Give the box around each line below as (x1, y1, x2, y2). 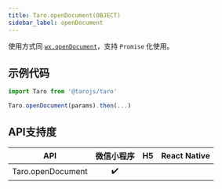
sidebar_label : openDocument (8, 19, 104, 27)
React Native (161, 150, 210, 161)
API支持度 (8, 125, 57, 139)
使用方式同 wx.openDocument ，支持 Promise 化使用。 (8, 41, 174, 51)
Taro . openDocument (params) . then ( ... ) (8, 102, 132, 110)
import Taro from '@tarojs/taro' (8, 88, 118, 96)
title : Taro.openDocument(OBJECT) (8, 11, 122, 20)
